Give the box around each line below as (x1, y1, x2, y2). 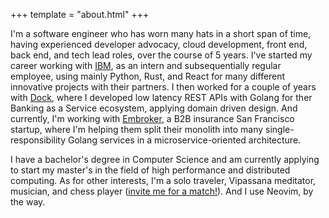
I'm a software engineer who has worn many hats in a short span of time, (10, 28, 312, 39)
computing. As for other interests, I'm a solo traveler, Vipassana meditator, (10, 175, 317, 186)
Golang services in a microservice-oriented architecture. (68, 134, 302, 146)
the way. (10, 196, 46, 208)
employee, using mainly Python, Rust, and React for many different (10, 70, 286, 82)
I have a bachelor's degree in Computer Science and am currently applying (10, 154, 320, 165)
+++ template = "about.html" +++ (10, 9, 150, 20)
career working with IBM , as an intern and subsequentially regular (10, 60, 282, 71)
